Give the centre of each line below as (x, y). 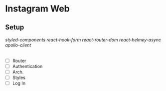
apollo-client (18, 45)
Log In (19, 83)
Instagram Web (37, 9)
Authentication (27, 66)
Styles (19, 77)
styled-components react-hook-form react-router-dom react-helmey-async (83, 40)
